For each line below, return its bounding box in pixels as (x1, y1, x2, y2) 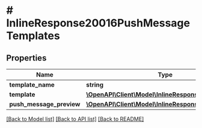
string (86, 81, 104, 89)
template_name (9, 81, 55, 89)
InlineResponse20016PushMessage (6, 16, 191, 30)
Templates (6, 29, 60, 42)
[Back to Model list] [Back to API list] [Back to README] (6, 115, 144, 123)
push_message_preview (9, 100, 81, 108)
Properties (6, 53, 47, 63)
